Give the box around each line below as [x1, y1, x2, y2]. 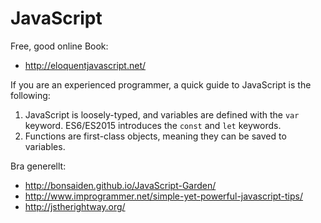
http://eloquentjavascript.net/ [24, 59, 147, 71]
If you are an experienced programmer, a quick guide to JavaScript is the [10, 78, 312, 91]
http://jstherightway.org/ [24, 200, 126, 212]
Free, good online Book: [10, 40, 109, 52]
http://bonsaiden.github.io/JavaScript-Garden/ [24, 179, 217, 191]
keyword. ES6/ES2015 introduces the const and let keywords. [24, 119, 282, 131]
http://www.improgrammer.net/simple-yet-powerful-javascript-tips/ [24, 190, 304, 202]
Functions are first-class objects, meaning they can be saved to [24, 130, 287, 142]
